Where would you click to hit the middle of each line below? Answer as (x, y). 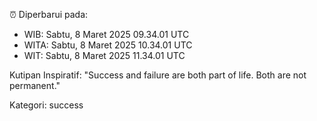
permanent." (35, 85)
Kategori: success (46, 105)
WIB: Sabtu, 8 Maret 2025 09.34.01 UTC (106, 34)
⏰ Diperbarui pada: (49, 14)
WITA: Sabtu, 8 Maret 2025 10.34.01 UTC (108, 45)
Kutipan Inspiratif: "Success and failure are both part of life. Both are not (158, 75)
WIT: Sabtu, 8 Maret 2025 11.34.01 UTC (104, 55)
